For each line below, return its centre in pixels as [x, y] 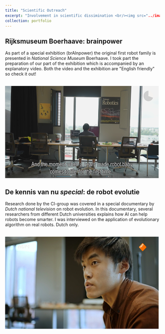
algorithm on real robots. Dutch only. [42, 224]
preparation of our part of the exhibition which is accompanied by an [74, 63]
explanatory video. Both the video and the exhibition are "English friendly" [80, 69]
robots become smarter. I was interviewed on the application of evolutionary [82, 219]
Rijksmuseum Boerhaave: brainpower [64, 41]
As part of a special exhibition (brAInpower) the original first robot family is [81, 53]
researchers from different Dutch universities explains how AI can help [76, 214]
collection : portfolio [28, 21]
